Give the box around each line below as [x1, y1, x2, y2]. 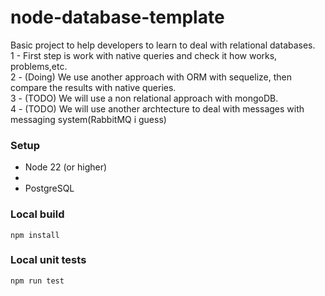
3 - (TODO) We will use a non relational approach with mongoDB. [10, 92, 279, 104]
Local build [10, 207, 65, 221]
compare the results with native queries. [10, 81, 177, 93]
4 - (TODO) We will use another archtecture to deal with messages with [10, 102, 305, 115]
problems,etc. [10, 60, 68, 72]
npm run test [10, 276, 65, 286]
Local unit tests [10, 253, 87, 267]
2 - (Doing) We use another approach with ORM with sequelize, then [10, 71, 292, 83]
